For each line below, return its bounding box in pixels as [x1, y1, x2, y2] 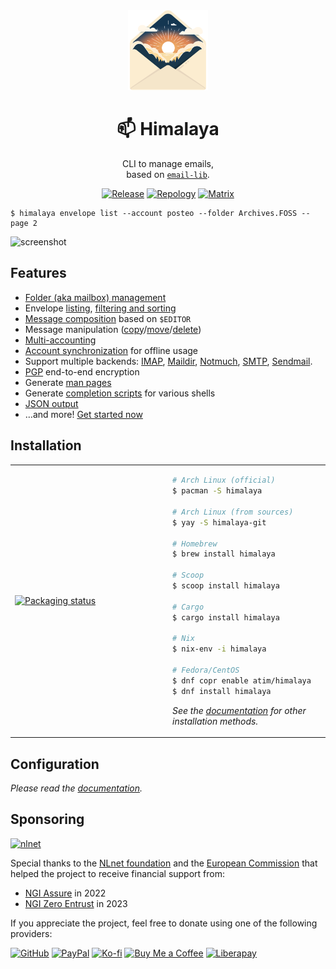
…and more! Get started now [24, 408, 143, 420]
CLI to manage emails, [121, 157, 215, 169]
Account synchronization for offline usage [24, 344, 198, 356]
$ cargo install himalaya [172, 612, 280, 623]
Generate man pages [24, 376, 112, 388]
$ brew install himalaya [172, 549, 276, 559]
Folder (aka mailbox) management [24, 291, 167, 303]
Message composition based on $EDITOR [24, 312, 192, 324]
